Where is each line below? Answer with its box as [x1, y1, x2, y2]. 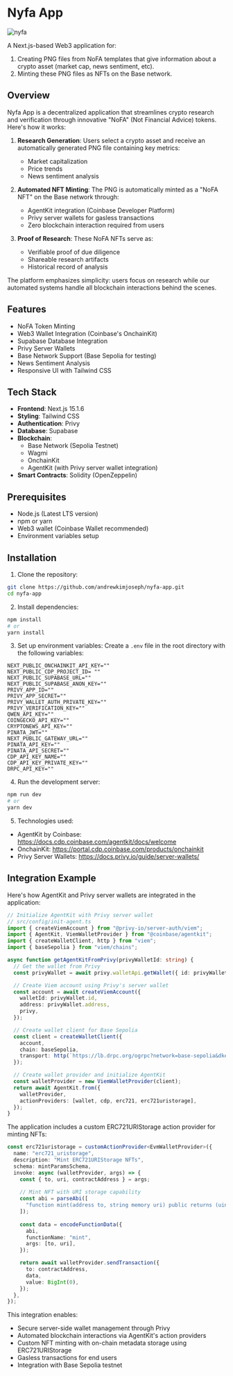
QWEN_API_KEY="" [7, 711, 54, 718]
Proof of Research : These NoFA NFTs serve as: [17, 234, 154, 242]
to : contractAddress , [25, 1266, 89, 1273]
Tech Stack [7, 386, 57, 398]
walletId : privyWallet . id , [19, 995, 98, 1002]
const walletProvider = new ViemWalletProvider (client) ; [13, 1078, 182, 1085]
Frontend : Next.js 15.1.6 [17, 405, 85, 413]
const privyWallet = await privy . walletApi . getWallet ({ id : [13, 969, 191, 976]
